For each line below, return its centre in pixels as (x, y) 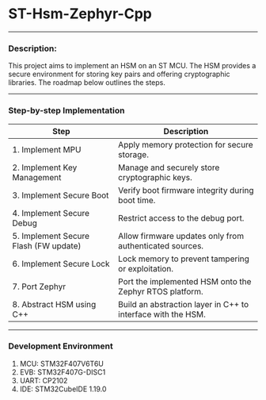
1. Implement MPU (47, 149)
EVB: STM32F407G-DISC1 (63, 372)
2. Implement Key (45, 167)
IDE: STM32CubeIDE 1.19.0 (63, 389)
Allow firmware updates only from (181, 236)
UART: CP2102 (44, 380)
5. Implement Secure (51, 236)
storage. (133, 154)
